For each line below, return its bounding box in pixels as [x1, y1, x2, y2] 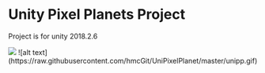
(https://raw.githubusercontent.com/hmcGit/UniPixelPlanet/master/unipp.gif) [8, 56, 258, 65]
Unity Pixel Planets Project [8, 5, 186, 24]
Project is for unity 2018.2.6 [8, 31, 98, 41]
